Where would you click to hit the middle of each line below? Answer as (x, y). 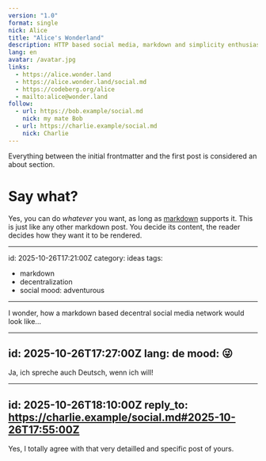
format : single (33, 23)
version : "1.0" (33, 15)
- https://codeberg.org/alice (65, 89)
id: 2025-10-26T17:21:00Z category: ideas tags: (86, 257)
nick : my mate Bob (53, 119)
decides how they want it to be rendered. (75, 235)
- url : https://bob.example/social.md (80, 112)
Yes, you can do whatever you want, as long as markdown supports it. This (131, 218)
